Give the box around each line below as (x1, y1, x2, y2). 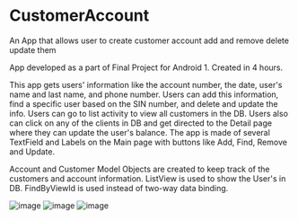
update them (9, 44, 57, 55)
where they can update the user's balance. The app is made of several (9, 127, 271, 137)
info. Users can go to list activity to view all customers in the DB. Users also (9, 108, 289, 119)
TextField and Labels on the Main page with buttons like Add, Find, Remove (9, 136, 287, 147)
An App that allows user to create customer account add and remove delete (9, 35, 290, 46)
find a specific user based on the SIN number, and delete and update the (9, 98, 278, 109)
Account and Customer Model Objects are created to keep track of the (9, 163, 270, 174)
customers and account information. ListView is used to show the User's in (9, 172, 286, 184)
